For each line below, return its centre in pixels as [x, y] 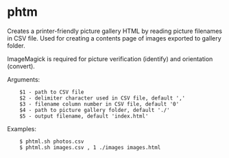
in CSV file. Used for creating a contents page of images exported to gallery [114, 38]
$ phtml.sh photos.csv [52, 142]
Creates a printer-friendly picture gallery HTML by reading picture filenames [115, 31]
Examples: [22, 128]
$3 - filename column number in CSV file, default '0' [99, 104]
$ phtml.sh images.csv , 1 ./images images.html [90, 147]
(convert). [21, 66]
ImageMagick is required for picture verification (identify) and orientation [110, 58]
